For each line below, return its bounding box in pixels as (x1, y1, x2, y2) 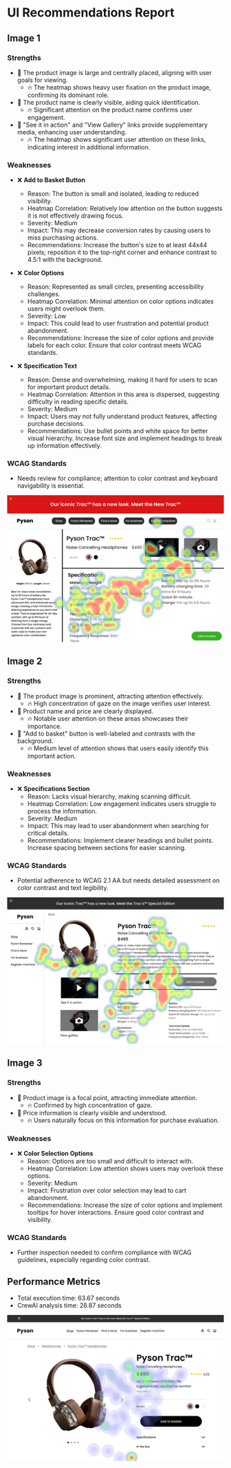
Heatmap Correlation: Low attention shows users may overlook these (27, 1164, 223, 1172)
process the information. (27, 807, 98, 816)
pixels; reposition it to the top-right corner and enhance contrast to (27, 248, 217, 256)
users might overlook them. (27, 304, 105, 313)
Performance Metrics (7, 1276, 101, 1288)
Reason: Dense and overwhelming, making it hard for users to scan (27, 375, 218, 384)
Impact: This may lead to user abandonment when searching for (27, 822, 210, 830)
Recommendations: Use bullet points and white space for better (27, 427, 208, 435)
